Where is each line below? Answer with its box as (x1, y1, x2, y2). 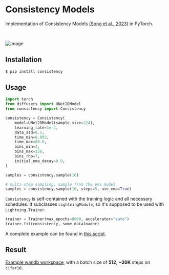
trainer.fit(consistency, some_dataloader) (5, 222, 100, 227)
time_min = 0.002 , (14, 134, 50, 140)
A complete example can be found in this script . (5, 231, 107, 237)
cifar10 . (5, 264, 23, 270)
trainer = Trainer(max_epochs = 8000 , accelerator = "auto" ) (5, 217, 130, 222)
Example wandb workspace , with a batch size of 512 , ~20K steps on (5, 259, 150, 265)
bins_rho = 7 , (14, 154, 40, 159)
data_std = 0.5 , (14, 130, 45, 135)
